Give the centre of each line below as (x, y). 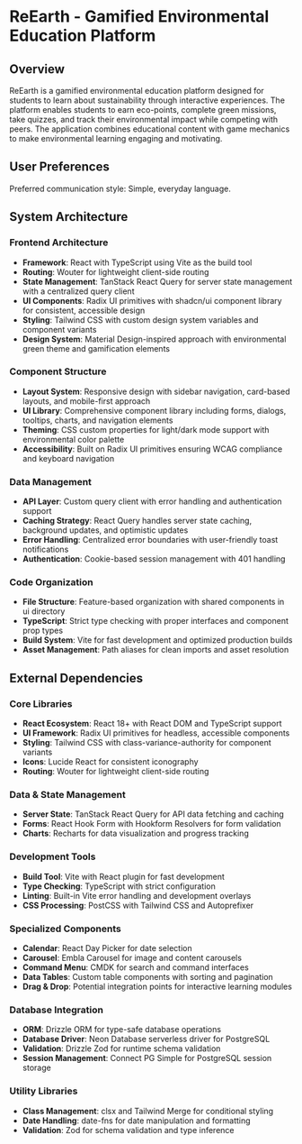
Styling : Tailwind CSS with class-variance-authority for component (147, 743)
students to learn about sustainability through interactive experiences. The (147, 100)
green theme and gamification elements (96, 348)
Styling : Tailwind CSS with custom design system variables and (140, 320)
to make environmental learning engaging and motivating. (116, 138)
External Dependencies (76, 678)
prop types (43, 631)
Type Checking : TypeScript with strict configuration (119, 886)
